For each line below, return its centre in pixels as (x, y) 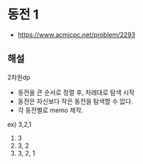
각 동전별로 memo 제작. (50, 110)
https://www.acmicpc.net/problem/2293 (76, 34)
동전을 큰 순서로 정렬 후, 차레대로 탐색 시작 (76, 92)
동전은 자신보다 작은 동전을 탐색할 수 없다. (75, 101)
